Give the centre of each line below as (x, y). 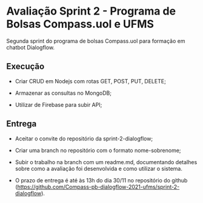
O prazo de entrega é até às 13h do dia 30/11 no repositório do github (101, 180)
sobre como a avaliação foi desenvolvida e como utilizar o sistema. (99, 168)
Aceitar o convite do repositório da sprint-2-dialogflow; (84, 139)
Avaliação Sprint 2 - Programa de (91, 11)
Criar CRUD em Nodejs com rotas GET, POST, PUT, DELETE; (91, 81)
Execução (25, 67)
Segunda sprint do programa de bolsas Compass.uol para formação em (96, 41)
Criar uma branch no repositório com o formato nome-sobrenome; (98, 150)
